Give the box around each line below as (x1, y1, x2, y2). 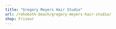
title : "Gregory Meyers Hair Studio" (5, 7, 83, 12)
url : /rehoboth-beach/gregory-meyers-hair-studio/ (5, 12, 112, 17)
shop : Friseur (5, 16, 35, 21)
